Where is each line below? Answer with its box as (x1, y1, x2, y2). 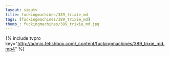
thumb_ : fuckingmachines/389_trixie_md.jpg (5, 21, 100, 27)
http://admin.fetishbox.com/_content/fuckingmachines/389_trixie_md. (17, 41, 165, 47)
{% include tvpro (5, 35, 41, 41)
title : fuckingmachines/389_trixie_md (5, 12, 88, 17)
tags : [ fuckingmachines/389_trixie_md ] (5, 17, 91, 22)
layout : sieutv (5, 7, 38, 13)
